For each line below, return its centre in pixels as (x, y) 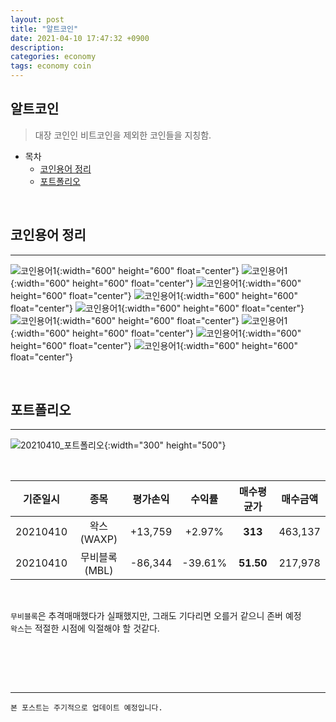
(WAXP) (98, 539)
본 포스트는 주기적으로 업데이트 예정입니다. (86, 708)
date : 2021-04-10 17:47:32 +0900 (80, 38)
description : (37, 47)
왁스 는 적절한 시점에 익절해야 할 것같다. (85, 628)
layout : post (37, 19)
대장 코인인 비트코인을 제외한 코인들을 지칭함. (123, 135)
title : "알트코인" (44, 29)
